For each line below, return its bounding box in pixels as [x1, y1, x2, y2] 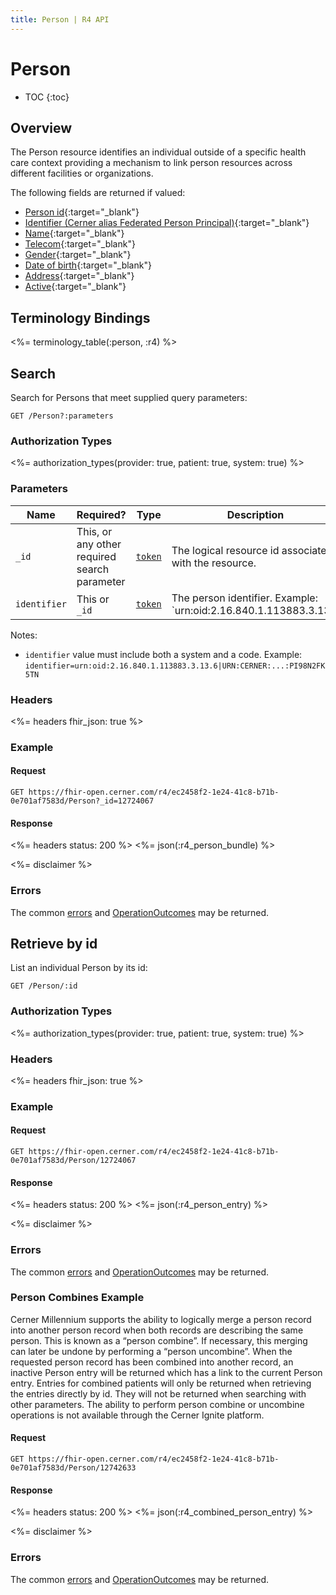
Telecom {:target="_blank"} [24, 238, 136, 250]
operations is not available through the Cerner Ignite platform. [10, 1409, 265, 1421]
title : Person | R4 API [10, 14, 110, 25]
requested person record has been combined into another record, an [10, 1356, 294, 1368]
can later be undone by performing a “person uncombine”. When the [10, 1345, 293, 1357]
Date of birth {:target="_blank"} [24, 259, 152, 271]
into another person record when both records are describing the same [10, 1324, 304, 1336]
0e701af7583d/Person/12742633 [10, 1463, 137, 1473]
